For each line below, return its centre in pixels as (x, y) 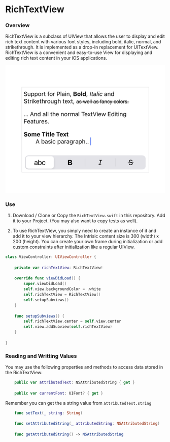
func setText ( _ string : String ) (48, 413)
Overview (18, 25)
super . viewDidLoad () (45, 284)
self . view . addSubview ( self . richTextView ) (68, 327)
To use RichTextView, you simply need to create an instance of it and (84, 230)
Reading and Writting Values (41, 356)
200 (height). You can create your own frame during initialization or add (88, 241)
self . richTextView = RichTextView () (62, 295)
